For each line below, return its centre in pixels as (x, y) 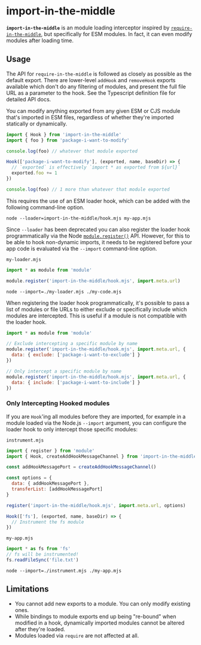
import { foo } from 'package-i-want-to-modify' (68, 140)
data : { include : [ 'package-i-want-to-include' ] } (76, 382)
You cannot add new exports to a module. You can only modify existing (103, 604)
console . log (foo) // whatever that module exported (72, 151)
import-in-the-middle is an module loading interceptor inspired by (88, 28)
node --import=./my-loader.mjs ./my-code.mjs (64, 292)
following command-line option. (45, 207)
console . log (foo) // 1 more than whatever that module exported (88, 189)
